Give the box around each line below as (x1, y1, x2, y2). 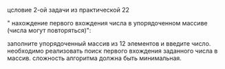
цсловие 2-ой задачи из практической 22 (7, 6, 129, 14)
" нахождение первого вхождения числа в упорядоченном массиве (7, 19, 208, 27)
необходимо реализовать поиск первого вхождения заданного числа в (7, 47, 218, 55)
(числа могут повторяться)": (7, 27, 92, 34)
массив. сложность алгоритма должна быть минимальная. (7, 54, 182, 62)
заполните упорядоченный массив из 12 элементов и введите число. (7, 40, 211, 47)
